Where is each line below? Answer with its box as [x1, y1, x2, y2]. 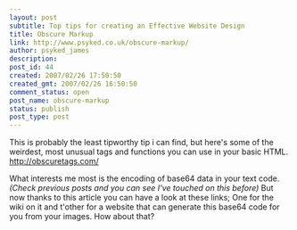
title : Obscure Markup [9, 29, 94, 38]
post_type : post [9, 112, 70, 121]
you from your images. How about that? [9, 211, 155, 222]
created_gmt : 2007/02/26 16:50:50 [9, 79, 138, 88]
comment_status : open [9, 87, 90, 96]
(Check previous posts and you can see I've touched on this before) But [9, 183, 274, 193]
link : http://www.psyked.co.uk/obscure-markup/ [9, 37, 190, 47]
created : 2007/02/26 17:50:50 [9, 71, 122, 80]
